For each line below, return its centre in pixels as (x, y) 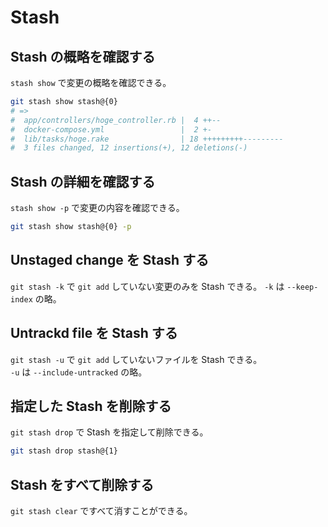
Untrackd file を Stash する (94, 333)
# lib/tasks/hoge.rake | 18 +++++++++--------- (147, 139)
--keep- (302, 287)
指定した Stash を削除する (91, 406)
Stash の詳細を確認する (83, 181)
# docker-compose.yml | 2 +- (111, 129)
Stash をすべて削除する (82, 484)
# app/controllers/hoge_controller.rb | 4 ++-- (116, 120)
